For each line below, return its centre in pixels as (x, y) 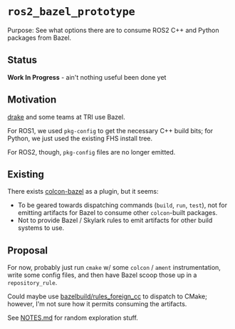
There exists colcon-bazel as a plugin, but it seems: (83, 192)
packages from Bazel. (40, 38)
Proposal (28, 250)
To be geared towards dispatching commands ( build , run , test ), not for (122, 205)
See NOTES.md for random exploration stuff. (73, 318)
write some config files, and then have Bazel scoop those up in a (102, 275)
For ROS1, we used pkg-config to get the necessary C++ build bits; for (110, 130)
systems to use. (41, 228)
